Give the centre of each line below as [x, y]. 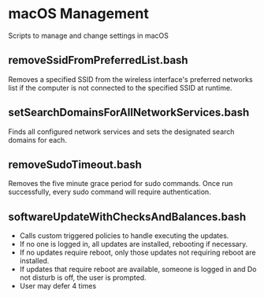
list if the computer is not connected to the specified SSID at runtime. [120, 88]
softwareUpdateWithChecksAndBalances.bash [127, 216]
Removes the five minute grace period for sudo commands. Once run [121, 184]
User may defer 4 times [58, 286]
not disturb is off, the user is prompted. [83, 278]
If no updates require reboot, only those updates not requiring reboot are [138, 252]
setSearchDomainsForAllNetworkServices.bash [129, 112]
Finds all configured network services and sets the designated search [121, 132]
